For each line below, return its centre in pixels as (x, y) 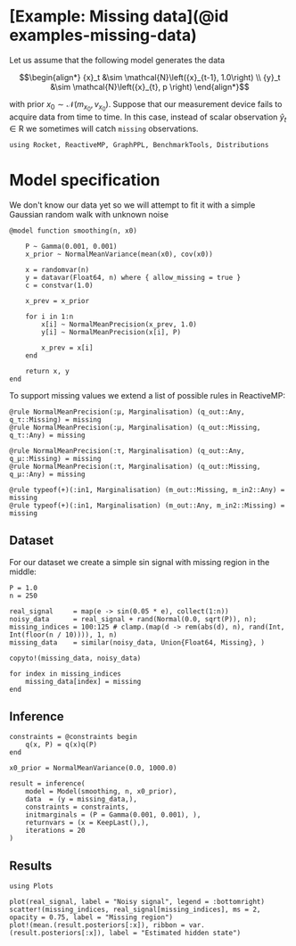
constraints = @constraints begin (74, 737)
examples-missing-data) (103, 35)
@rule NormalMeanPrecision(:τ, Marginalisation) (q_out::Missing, (135, 466)
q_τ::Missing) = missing (55, 420)
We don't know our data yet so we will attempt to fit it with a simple (132, 205)
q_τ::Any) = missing (48, 435)
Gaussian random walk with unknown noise (89, 214)
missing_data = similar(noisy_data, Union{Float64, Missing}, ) (137, 642)
